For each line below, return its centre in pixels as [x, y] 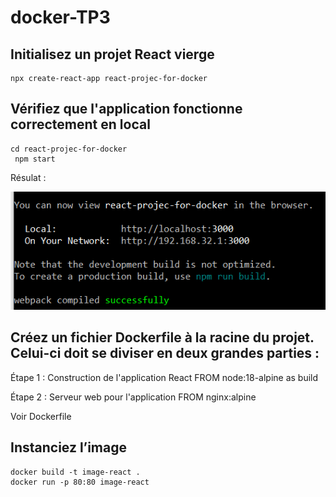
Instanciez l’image [68, 447]
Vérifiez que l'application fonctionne [126, 109]
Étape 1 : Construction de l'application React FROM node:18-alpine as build [164, 377]
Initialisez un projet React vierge [112, 54]
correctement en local [80, 124]
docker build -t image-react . [75, 472]
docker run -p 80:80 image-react [80, 482]
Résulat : [28, 177]
